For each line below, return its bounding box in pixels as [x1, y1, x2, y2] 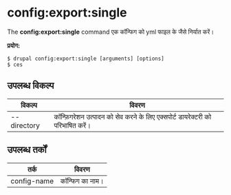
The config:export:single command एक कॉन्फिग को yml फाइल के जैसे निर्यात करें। [7, 28, 214, 36]
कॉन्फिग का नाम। [60, 176, 104, 185]
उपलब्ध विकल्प [7, 80, 54, 92]
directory [10, 121, 40, 130]
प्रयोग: [7, 41, 21, 50]
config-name [10, 176, 54, 185]
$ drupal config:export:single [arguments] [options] [7, 55, 165, 62]
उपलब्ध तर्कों [7, 144, 47, 156]
